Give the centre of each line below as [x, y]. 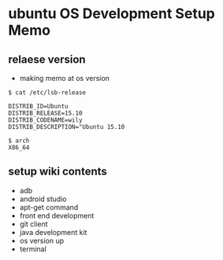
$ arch [19, 141]
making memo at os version [65, 78]
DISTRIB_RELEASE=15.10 [45, 113]
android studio [43, 199]
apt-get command [49, 207]
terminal [33, 249]
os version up [42, 240]
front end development [57, 215]
